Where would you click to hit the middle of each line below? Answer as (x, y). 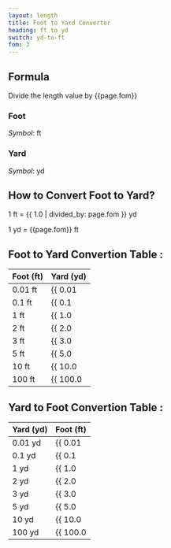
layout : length (33, 15)
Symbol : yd (26, 171)
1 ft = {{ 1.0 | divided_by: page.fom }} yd (72, 214)
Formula (29, 77)
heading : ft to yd (38, 30)
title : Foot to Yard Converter (59, 23)
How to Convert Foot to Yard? (82, 195)
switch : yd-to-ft (37, 37)
